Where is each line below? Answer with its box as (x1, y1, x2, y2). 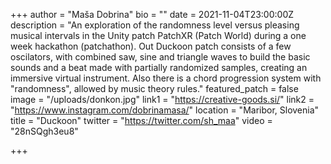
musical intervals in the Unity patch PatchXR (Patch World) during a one (10, 30, 307, 41)
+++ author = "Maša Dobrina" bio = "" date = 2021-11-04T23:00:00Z (10, 9, 295, 20)
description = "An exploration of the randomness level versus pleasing (10, 19, 300, 31)
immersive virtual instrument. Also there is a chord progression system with (10, 72, 322, 84)
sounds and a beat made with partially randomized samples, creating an (10, 62, 308, 73)
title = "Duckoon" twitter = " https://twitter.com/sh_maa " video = (10, 115, 273, 126)
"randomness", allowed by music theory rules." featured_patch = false (10, 83, 299, 94)
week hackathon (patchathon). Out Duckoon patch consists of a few (10, 40, 292, 52)
